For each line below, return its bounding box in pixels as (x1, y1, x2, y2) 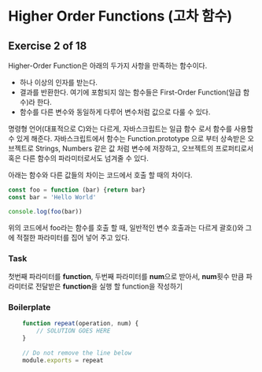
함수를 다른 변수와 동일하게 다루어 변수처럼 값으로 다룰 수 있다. (19, 107, 211, 117)
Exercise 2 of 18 (8, 39, 87, 52)
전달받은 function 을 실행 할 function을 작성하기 (35, 281, 183, 291)
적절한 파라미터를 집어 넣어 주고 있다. (16, 232, 130, 242)
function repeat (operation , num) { (22, 320, 139, 328)
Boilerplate (8, 301, 51, 312)
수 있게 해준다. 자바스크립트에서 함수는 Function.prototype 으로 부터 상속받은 (8, 134, 246, 143)
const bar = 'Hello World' (8, 193, 97, 201)
